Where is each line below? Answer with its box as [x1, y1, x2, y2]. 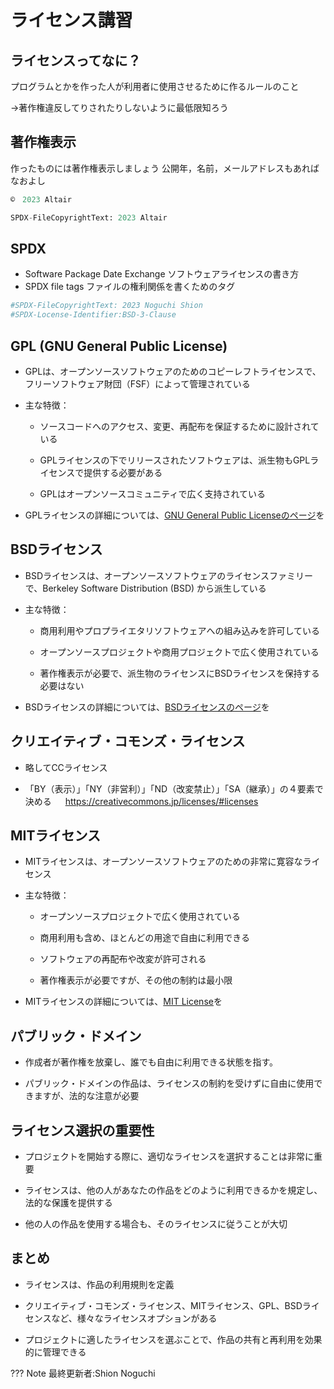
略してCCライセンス [24, 761, 108, 773]
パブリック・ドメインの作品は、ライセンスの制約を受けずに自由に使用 [24, 1077, 315, 1090]
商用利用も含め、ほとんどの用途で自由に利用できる [39, 932, 250, 944]
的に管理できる [24, 1346, 87, 1358]
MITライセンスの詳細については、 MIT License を [24, 996, 223, 1008]
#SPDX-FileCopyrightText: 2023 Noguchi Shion [10, 301, 203, 311]
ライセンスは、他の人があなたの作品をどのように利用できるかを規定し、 [24, 1184, 323, 1196]
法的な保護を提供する [24, 1197, 113, 1208]
